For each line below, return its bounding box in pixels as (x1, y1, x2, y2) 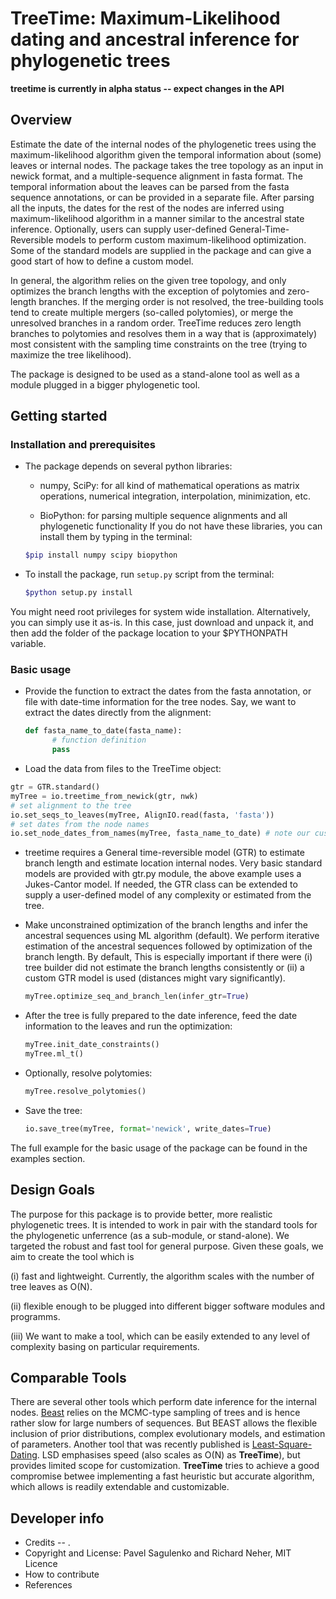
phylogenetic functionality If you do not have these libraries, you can (39, 520, 323, 532)
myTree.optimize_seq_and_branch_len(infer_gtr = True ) (24, 992, 250, 1002)
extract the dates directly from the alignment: (24, 707, 212, 719)
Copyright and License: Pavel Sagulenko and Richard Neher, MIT (24, 1547, 292, 1559)
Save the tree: (24, 1104, 83, 1116)
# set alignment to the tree (10, 800, 132, 811)
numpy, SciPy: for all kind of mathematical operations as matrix (39, 480, 300, 492)
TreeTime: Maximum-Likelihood (10, 7, 281, 30)
